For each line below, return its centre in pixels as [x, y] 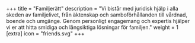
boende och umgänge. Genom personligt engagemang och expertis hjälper [98, 21]
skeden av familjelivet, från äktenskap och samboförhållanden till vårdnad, [97, 15]
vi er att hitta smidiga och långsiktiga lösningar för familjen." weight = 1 [92, 27]
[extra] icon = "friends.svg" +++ [45, 34]
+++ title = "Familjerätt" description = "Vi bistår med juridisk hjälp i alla [92, 9]
